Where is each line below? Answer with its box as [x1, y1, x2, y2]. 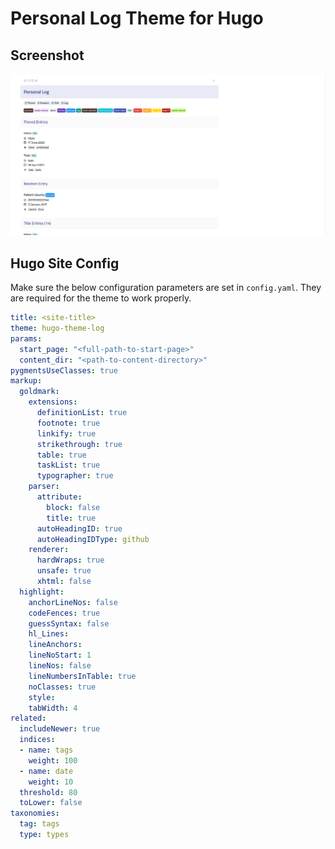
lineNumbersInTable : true [28, 671, 137, 681]
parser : [28, 482, 60, 492]
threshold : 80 [19, 787, 78, 797]
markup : [10, 376, 43, 386]
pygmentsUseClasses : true [10, 365, 118, 376]
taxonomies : [10, 808, 60, 819]
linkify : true [36, 428, 97, 439]
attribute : [36, 492, 83, 502]
